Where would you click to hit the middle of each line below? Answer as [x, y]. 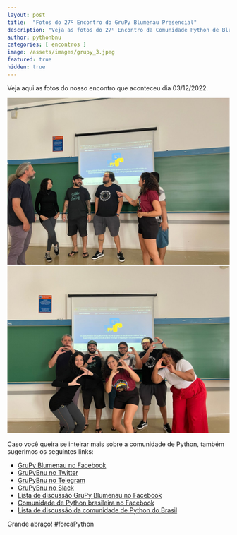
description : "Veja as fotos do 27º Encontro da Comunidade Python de [113, 30]
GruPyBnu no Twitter [48, 472]
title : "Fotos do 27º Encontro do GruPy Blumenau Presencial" [102, 22]
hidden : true [26, 67]
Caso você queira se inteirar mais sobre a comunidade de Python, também [116, 444]
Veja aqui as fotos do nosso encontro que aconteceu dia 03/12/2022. [108, 88]
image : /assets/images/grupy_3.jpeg [61, 52]
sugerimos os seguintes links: [50, 451]
